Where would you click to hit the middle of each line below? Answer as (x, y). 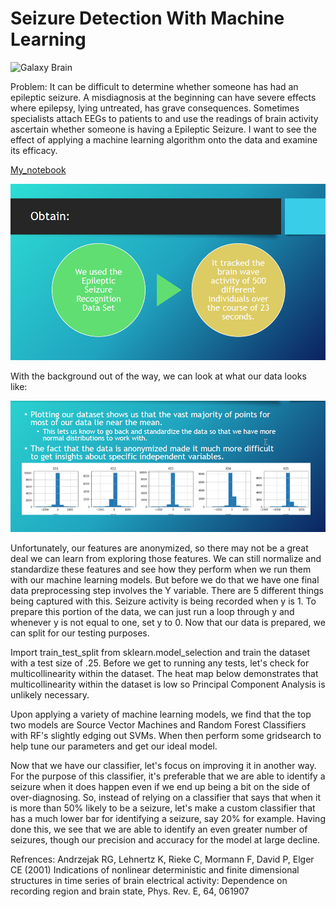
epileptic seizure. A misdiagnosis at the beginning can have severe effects (163, 97)
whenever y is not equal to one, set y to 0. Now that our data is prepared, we (168, 622)
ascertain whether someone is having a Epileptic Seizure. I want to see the (163, 129)
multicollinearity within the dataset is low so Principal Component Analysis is (168, 684)
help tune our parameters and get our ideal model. (114, 746)
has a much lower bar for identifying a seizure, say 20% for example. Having (168, 818)
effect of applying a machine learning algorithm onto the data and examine (164, 139)
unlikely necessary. (50, 694)
